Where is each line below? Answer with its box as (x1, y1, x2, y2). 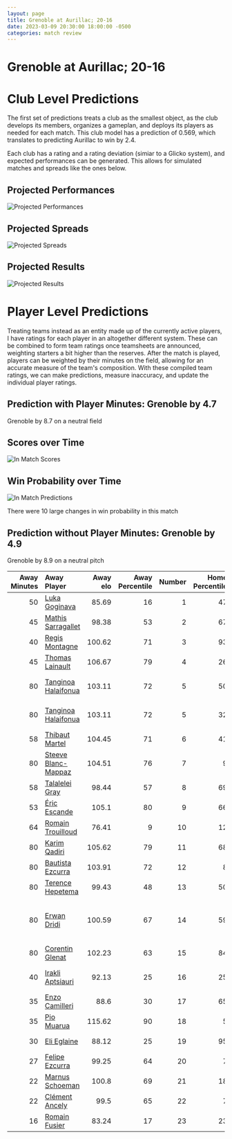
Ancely (44, 1101, 68, 1110)
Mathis (44, 613, 67, 622)
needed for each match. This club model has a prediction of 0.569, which (7, 129, 216, 137)
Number (159, 577, 186, 586)
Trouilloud (44, 827, 78, 836)
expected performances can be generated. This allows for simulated (7, 157, 202, 165)
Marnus (44, 1072, 70, 1081)
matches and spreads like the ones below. (7, 164, 127, 173)
